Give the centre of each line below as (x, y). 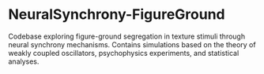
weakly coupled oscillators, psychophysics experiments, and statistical (124, 53)
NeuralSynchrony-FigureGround (117, 15)
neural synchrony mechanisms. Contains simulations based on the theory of (132, 44)
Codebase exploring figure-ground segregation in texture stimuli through (127, 36)
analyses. (24, 61)
